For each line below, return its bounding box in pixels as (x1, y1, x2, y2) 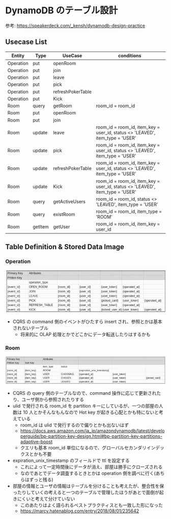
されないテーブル (12, 325, 48, 331)
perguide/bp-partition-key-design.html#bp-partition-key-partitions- (20, 433, 163, 439)
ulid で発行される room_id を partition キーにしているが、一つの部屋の (12, 403, 159, 409)
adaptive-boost (20, 439, 52, 445)
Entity (11, 53, 24, 59)
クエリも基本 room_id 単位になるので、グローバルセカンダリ (20, 445, 147, 451)
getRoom (53, 103, 72, 109)
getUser (53, 223, 70, 230)
